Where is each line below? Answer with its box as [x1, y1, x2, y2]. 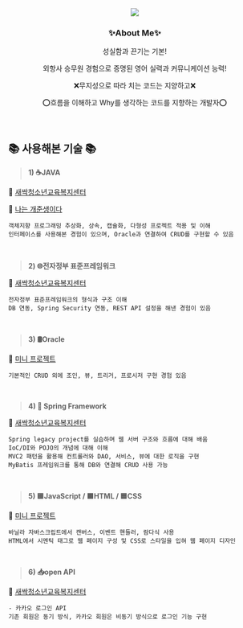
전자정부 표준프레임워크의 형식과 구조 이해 [8, 296, 128, 304]
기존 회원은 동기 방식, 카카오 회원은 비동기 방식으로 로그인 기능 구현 [8, 613, 207, 622]
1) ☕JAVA [27, 168, 61, 178]
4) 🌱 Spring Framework [27, 401, 107, 411]
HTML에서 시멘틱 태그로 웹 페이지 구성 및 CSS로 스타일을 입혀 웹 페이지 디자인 [8, 537, 237, 545]
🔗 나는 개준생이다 [8, 204, 63, 214]
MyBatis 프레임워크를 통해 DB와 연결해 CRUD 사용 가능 [8, 462, 168, 470]
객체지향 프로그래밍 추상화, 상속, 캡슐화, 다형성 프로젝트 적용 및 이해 [8, 222, 211, 230]
